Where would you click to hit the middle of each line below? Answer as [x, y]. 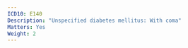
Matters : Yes [27, 27]
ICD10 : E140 [25, 14]
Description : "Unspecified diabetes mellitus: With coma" [94, 20]
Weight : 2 [22, 34]
